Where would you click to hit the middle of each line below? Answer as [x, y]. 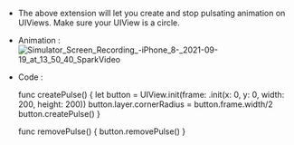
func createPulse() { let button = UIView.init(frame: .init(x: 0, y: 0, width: [151, 95]
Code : [30, 77]
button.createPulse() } [59, 114]
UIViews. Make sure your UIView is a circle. [99, 23]
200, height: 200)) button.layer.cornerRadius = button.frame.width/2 [145, 104]
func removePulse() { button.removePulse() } [102, 131]
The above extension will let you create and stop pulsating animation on [152, 13]
